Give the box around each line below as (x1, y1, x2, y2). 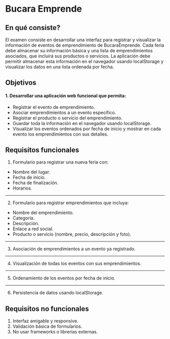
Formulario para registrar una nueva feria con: (12, 159, 109, 165)
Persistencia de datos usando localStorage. (12, 290, 104, 296)
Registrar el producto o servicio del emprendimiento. (12, 115, 122, 121)
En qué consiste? (5, 23, 61, 32)
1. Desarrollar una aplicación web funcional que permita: (5, 93, 126, 99)
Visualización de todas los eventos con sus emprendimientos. (12, 260, 142, 267)
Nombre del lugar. (12, 169, 51, 175)
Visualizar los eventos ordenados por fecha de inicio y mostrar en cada (12, 126, 161, 132)
